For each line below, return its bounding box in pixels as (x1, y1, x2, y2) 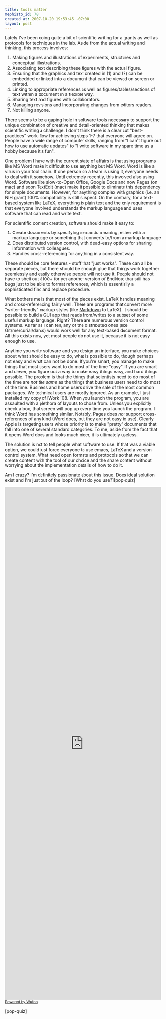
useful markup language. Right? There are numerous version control (5, 317, 144, 323)
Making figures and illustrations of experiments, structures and (12, 55, 140, 61)
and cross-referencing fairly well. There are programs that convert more (5, 301, 152, 307)
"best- (130, 127, 143, 134)
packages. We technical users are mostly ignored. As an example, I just (5, 390, 151, 396)
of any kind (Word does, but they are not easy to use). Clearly (28, 416, 154, 422)
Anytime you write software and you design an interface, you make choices (5, 348, 159, 354)
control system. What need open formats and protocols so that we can (5, 452, 149, 458)
